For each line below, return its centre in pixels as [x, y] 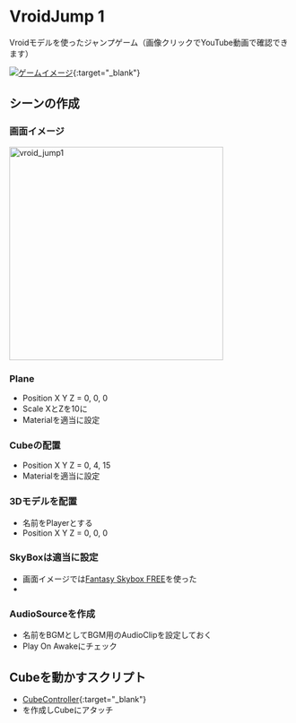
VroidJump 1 [57, 17]
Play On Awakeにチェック [70, 646]
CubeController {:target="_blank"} [84, 699]
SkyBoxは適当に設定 [54, 557]
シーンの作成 [44, 103]
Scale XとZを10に [55, 409]
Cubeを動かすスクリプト [78, 677]
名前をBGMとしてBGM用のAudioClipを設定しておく [117, 635]
